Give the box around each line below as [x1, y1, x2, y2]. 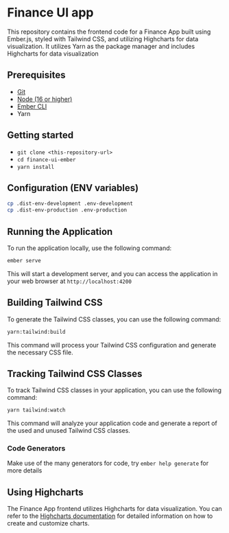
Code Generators [7, 444, 66, 453]
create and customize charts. [7, 519, 90, 528]
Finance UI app [7, 5, 94, 21]
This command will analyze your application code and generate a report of [7, 419, 218, 427]
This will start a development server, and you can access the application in [7, 269, 218, 277]
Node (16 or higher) [16, 95, 73, 103]
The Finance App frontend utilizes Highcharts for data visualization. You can [7, 505, 223, 513]
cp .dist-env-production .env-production [7, 207, 128, 214]
